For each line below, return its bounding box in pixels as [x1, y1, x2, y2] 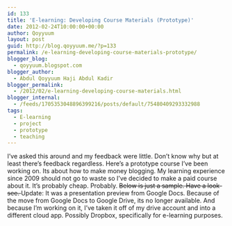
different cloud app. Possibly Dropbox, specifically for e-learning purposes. [7, 211, 224, 220]
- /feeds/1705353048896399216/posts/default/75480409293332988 [13, 101, 200, 108]
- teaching [13, 133, 45, 140]
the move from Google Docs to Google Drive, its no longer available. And [7, 196, 215, 205]
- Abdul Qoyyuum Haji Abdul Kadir [13, 74, 113, 82]
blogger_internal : [7, 95, 60, 102]
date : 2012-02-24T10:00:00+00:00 [7, 23, 104, 30]
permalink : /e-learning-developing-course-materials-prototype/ [7, 49, 197, 56]
